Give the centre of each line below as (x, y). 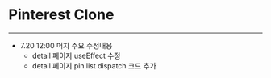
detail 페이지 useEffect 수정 (76, 55)
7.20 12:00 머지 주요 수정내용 (66, 45)
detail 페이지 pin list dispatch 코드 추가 (94, 65)
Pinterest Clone (61, 15)
